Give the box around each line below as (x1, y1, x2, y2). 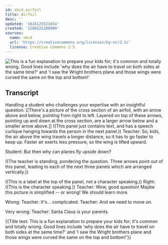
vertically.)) (5, 169, 29, 175)
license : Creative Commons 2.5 (10, 44, 75, 49)
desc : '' (5, 16, 24, 21)
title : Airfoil (5, 12, 37, 17)
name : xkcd (10, 35, 33, 40)
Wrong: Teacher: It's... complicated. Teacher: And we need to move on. (5, 199, 152, 205)
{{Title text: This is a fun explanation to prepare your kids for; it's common (5, 218, 158, 224)
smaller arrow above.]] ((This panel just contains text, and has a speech (5, 123, 153, 129)
